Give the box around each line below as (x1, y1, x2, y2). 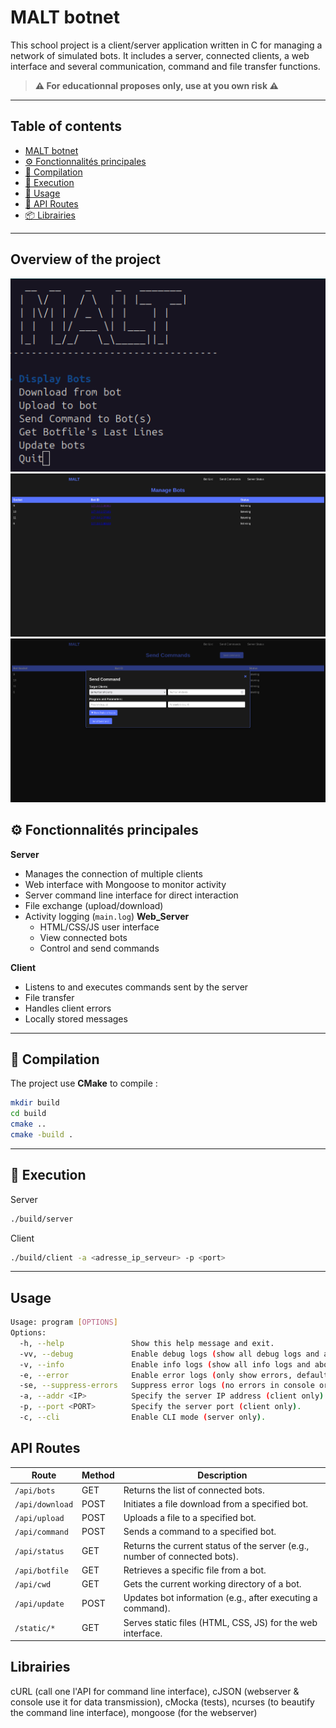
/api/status (14, 1547, 65, 1557)
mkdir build (10, 1098, 60, 1108)
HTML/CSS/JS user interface (39, 921, 160, 933)
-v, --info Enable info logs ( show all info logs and (19, 1359, 311, 1370)
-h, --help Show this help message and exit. (19, 1338, 275, 1348)
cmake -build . (10, 1129, 74, 1140)
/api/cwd (14, 1580, 52, 1590)
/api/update (14, 1599, 65, 1609)
